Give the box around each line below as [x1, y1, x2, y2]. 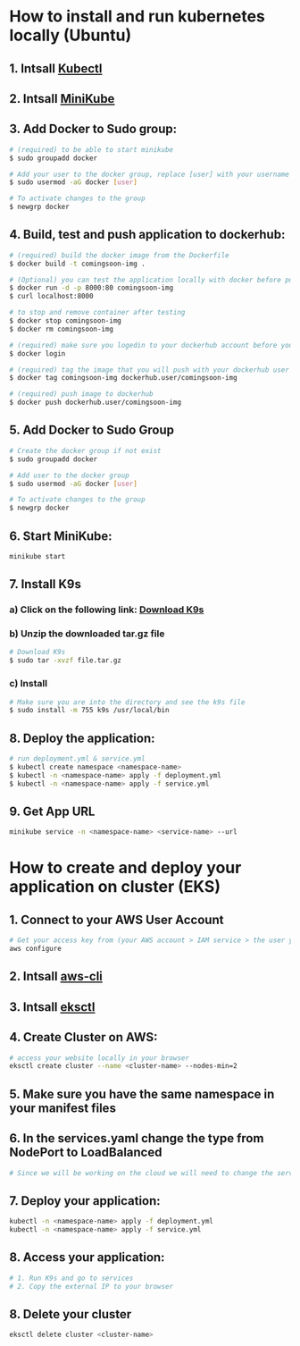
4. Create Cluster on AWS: [9, 1030, 158, 1045]
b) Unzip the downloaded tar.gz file [9, 627, 165, 640]
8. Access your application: [9, 1249, 165, 1266]
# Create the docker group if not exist [9, 446, 162, 455]
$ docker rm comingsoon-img [9, 324, 114, 333]
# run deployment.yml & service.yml [9, 754, 146, 763]
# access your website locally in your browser [9, 1053, 190, 1063]
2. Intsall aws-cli [9, 969, 103, 984]
